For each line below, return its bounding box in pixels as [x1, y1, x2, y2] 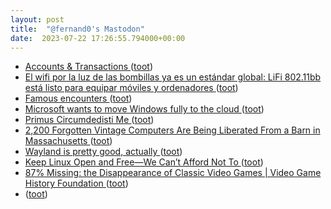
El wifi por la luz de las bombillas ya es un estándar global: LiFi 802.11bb [24, 71, 322, 83]
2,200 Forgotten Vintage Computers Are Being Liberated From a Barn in [24, 124, 321, 136]
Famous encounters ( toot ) [24, 92, 133, 105]
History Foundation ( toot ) [24, 177, 129, 190]
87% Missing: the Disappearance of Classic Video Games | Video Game [24, 167, 322, 179]
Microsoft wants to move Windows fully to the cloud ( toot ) [24, 103, 265, 115]
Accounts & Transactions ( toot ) [24, 61, 154, 73]
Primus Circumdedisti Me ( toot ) [24, 114, 155, 126]
